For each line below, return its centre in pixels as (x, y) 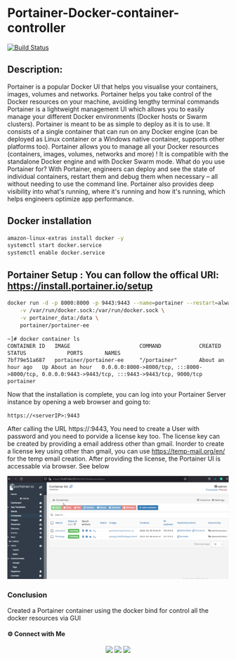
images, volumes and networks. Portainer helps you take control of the (110, 94)
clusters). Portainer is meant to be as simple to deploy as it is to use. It (109, 124)
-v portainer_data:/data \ (59, 318)
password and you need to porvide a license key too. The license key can (113, 436)
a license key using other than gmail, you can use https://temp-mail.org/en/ (116, 451)
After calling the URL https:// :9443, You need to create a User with (104, 428)
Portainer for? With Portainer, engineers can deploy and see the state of (111, 169)
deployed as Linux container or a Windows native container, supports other (116, 139)
